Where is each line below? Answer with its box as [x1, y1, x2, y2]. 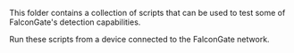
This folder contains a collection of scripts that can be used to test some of [9, 8, 286, 18]
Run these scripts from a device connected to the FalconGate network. [9, 34, 270, 44]
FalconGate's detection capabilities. [9, 17, 141, 27]
